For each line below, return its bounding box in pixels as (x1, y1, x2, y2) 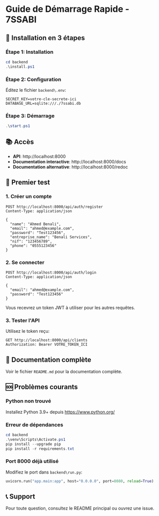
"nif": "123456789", (10, 238, 52, 244)
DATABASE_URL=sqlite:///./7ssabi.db (5, 101, 81, 106)
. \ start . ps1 (5, 123, 30, 129)
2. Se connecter (5, 259, 45, 266)
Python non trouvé (5, 397, 51, 404)
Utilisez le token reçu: (5, 328, 50, 334)
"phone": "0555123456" (10, 243, 57, 248)
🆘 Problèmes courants (5, 383, 78, 391)
